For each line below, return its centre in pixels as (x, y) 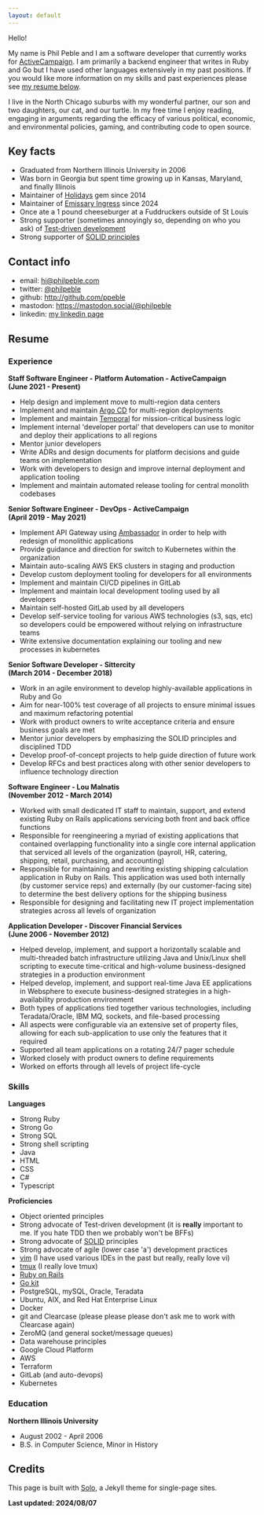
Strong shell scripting (54, 1144)
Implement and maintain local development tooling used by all (119, 591)
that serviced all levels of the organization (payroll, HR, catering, (123, 852)
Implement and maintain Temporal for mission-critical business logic (130, 418)
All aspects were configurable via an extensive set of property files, (128, 1024)
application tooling (49, 477)
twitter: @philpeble (50, 289)
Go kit (29, 1283)
